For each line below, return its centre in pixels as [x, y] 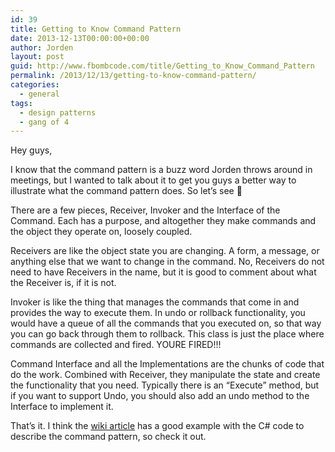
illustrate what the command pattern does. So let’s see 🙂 [126, 191]
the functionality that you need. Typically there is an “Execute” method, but [165, 385]
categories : [35, 85]
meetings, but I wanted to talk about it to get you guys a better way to [153, 180]
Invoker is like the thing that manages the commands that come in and [155, 302]
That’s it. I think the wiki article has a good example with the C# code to [157, 426]
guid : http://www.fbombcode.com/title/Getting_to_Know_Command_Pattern [162, 66]
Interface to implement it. [62, 407]
